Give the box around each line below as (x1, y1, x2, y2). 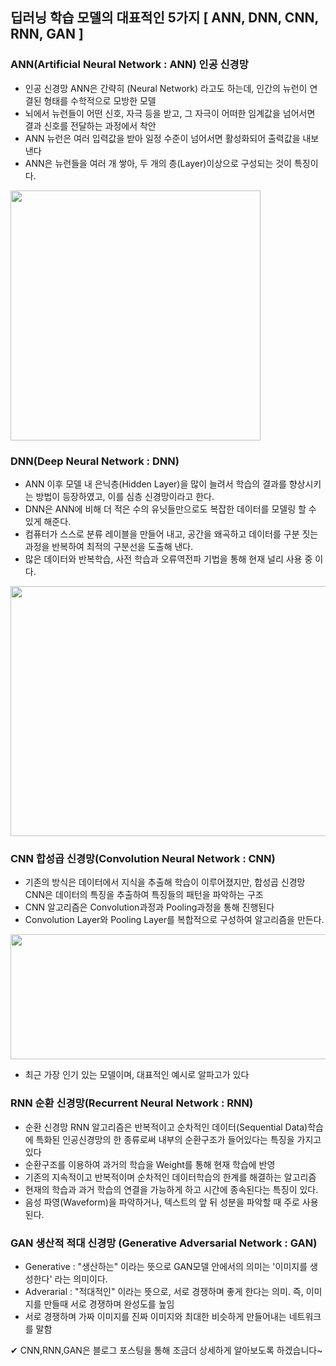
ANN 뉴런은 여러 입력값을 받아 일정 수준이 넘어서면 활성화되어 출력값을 (24, 132, 301, 144)
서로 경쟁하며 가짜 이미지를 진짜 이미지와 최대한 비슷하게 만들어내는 (24, 1310, 287, 1322)
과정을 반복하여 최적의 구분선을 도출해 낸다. (24, 540, 194, 552)
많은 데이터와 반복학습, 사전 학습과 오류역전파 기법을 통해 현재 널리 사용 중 (24, 553, 313, 565)
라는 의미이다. (54, 1273, 108, 1285)
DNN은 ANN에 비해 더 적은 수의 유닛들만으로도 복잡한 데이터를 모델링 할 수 (24, 503, 317, 515)
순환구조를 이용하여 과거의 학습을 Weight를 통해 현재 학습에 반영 (24, 1158, 276, 1170)
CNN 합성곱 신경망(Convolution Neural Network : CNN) (10, 851, 276, 865)
